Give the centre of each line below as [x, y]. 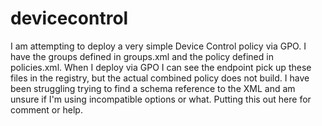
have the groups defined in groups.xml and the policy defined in [142, 56]
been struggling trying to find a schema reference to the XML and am [153, 88]
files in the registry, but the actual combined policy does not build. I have [160, 78]
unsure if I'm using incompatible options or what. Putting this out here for [161, 99]
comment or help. [46, 109]
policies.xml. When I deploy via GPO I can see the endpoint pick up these [161, 67]
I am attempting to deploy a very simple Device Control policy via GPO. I [158, 46]
